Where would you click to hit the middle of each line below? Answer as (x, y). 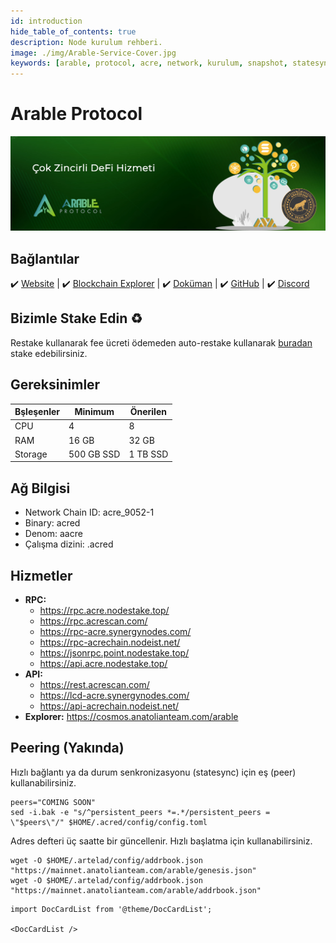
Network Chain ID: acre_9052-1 (89, 512)
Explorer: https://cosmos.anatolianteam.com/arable (131, 716)
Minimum (94, 412)
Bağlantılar (45, 258)
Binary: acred (52, 523)
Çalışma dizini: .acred (69, 544)
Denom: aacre (53, 534)
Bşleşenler (37, 412)
